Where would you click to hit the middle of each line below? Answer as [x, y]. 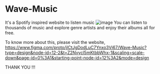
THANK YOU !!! [20, 67]
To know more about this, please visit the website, [55, 42]
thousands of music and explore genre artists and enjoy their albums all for [80, 27]
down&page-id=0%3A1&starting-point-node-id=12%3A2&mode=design [77, 57]
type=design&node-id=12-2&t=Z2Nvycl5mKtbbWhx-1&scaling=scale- [75, 53]
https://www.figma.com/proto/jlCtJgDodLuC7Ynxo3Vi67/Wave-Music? [76, 47]
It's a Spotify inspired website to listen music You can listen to [76, 22]
